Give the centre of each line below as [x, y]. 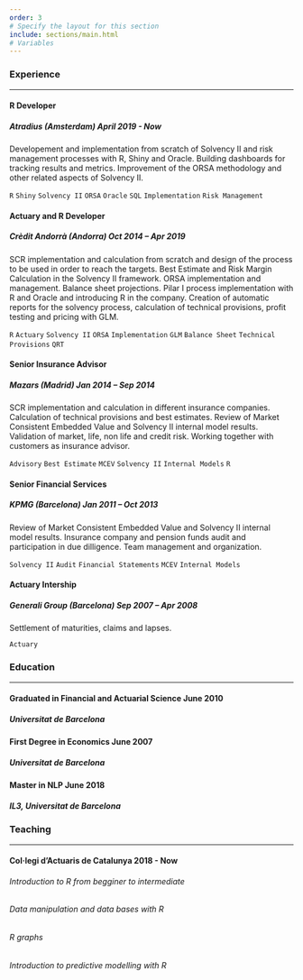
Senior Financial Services [58, 484]
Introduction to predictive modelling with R [88, 965]
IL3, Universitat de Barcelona [65, 806]
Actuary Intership [43, 585]
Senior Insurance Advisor [58, 364]
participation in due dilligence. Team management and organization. [136, 546]
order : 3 [26, 18]
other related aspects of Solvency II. [77, 178]
